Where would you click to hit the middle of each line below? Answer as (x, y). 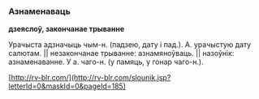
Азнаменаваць (39, 11)
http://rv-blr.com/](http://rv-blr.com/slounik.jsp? (91, 78)
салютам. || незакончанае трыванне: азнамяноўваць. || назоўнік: (121, 54)
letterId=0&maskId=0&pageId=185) (67, 86)
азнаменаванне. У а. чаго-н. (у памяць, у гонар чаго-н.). (106, 62)
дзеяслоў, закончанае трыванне (66, 29)
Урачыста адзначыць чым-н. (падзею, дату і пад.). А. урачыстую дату (130, 45)
